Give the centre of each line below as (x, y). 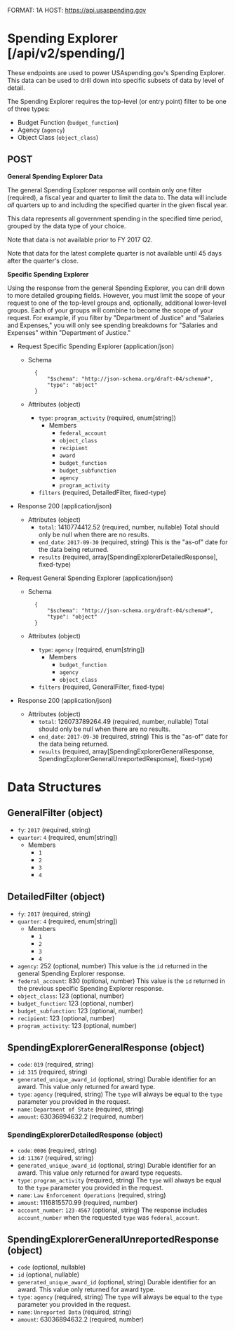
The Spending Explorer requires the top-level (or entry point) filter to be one (117, 101)
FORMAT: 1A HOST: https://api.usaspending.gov (77, 10)
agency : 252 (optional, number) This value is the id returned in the (113, 966)
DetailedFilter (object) (56, 897)
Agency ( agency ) (41, 130)
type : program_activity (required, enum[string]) (107, 418)
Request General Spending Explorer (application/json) (95, 578)
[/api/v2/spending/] (66, 54)
